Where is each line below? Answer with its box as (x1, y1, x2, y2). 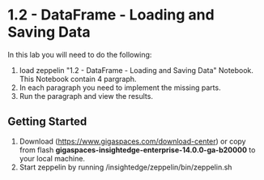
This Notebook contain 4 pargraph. (19, 74, 137, 84)
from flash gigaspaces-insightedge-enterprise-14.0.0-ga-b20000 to (19, 144, 256, 155)
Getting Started (7, 115, 87, 129)
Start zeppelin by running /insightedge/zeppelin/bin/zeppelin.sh (19, 162, 232, 172)
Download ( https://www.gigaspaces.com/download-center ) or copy (19, 136, 246, 146)
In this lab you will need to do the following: (7, 49, 152, 59)
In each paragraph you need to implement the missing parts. (19, 83, 221, 92)
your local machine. (19, 153, 86, 163)
